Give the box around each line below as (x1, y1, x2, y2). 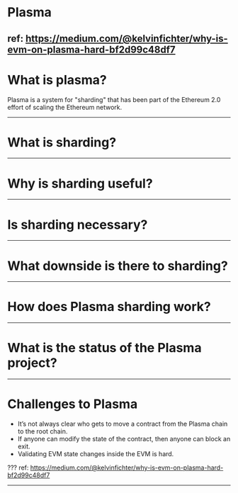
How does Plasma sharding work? (7, 299, 211, 315)
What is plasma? (7, 72, 108, 88)
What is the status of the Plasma (7, 340, 202, 356)
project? (7, 355, 58, 371)
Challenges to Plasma (7, 396, 138, 412)
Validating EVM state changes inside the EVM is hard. (17, 450, 174, 458)
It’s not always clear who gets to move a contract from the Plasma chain (17, 419, 228, 429)
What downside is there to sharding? (7, 258, 228, 273)
